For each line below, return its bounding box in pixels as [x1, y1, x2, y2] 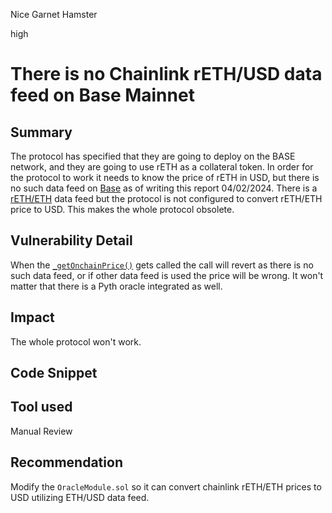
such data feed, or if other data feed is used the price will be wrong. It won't [10, 269, 324, 281]
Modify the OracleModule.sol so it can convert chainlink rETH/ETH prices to [10, 480, 322, 493]
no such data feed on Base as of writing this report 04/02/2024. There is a [10, 182, 318, 194]
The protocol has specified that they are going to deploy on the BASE [10, 150, 296, 162]
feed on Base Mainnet [10, 84, 195, 107]
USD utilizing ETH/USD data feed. [10, 491, 150, 503]
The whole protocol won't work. [10, 335, 142, 348]
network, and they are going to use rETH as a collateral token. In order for [10, 161, 314, 173]
